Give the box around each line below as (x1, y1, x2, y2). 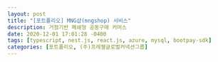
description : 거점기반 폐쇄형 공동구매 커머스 (7, 24, 127, 31)
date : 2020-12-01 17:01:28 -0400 (7, 30, 107, 38)
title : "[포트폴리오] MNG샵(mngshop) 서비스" (7, 17, 132, 24)
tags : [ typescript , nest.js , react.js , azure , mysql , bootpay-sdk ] (7, 37, 212, 44)
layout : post (7, 10, 46, 18)
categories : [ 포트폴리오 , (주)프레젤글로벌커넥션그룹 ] (7, 43, 148, 51)
